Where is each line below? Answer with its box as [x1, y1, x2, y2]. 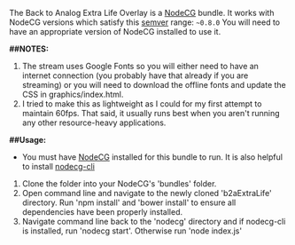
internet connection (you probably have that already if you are [21, 70, 249, 81]
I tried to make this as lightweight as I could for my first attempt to [21, 99, 262, 109]
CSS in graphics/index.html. [21, 89, 124, 99]
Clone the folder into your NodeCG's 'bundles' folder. [21, 178, 217, 189]
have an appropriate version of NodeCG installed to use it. [9, 27, 221, 36]
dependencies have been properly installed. [21, 207, 183, 217]
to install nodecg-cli [21, 162, 96, 171]
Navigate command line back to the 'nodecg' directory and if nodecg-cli [21, 217, 286, 226]
